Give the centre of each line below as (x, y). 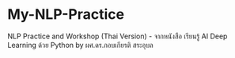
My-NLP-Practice (66, 14)
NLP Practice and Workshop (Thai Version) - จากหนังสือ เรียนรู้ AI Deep (117, 36)
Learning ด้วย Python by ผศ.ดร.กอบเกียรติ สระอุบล (80, 45)
